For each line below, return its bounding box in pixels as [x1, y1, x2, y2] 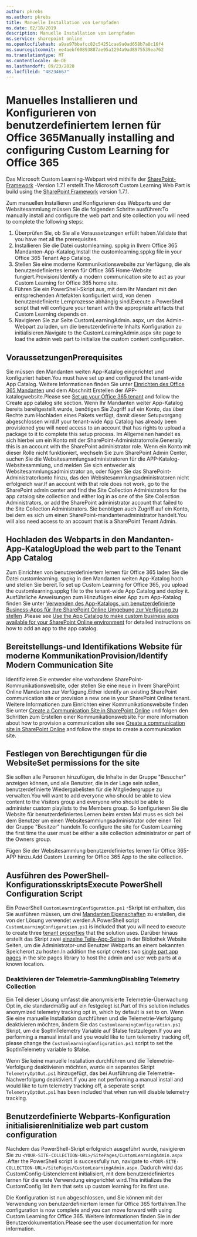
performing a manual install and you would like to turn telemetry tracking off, [6, 1033, 191, 1040]
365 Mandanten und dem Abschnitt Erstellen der [6, 387, 124, 394]
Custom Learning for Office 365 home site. [14, 279, 118, 286]
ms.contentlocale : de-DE [6, 58, 67, 63]
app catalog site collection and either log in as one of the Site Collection [6, 493, 180, 499]
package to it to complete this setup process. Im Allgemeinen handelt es [6, 431, 181, 437]
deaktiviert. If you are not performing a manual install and [46, 1076, 184, 1083]
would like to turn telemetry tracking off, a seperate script [6, 1082, 145, 1089]
